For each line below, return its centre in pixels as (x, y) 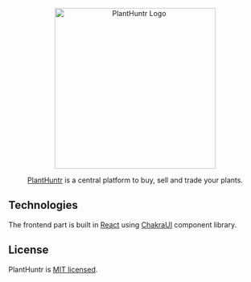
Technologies (43, 205)
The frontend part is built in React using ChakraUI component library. (123, 224)
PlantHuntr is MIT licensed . (53, 269)
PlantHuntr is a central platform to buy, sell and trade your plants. (135, 180)
